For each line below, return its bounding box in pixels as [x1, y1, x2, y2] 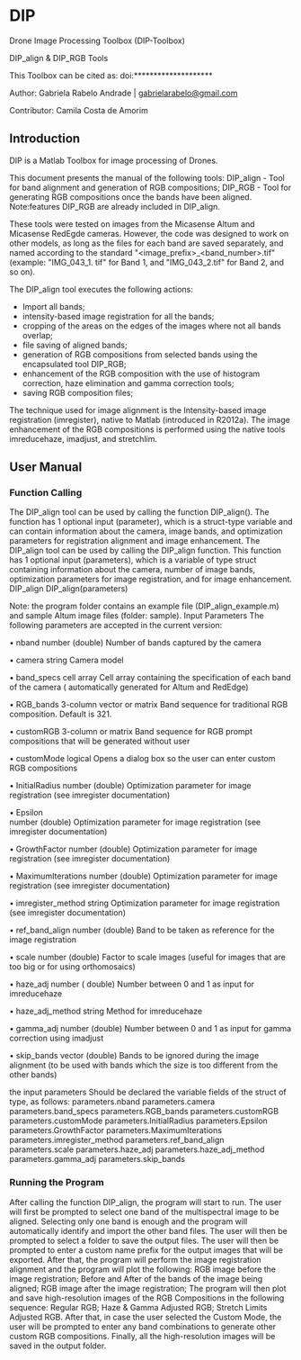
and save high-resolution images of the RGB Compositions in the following [9, 1292, 285, 1303]
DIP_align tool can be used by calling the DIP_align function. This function [9, 545, 281, 556]
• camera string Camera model [9, 654, 124, 666]
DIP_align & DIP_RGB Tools [9, 52, 109, 63]
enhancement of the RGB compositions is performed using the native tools [9, 424, 286, 435]
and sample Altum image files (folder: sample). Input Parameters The [9, 610, 264, 621]
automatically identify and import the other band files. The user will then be [9, 1225, 288, 1236]
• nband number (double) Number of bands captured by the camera [9, 637, 262, 648]
